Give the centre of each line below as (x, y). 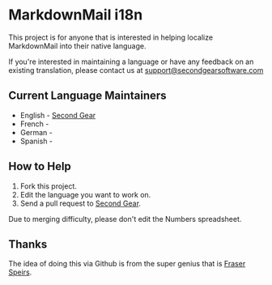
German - (36, 132)
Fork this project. (48, 186)
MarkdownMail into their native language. (77, 45)
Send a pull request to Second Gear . (81, 203)
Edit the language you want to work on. (85, 194)
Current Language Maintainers (88, 96)
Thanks (28, 244)
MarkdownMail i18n (76, 15)
